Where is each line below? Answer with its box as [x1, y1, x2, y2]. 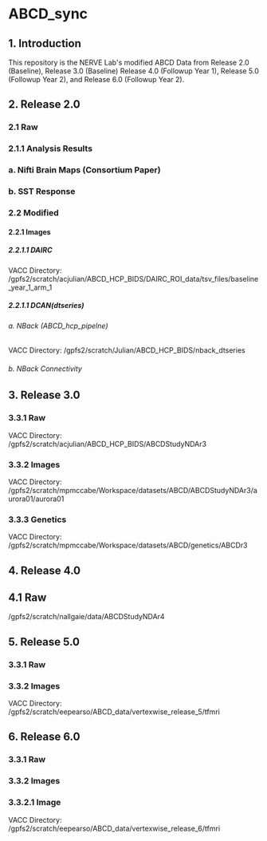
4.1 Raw [8, 591, 47, 605]
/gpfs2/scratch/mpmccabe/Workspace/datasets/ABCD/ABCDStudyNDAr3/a [8, 485, 257, 495]
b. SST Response [8, 186, 76, 197]
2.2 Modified [8, 207, 60, 218]
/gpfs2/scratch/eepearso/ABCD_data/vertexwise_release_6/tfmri [8, 823, 221, 833]
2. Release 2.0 [8, 97, 81, 112]
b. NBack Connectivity [8, 364, 82, 373]
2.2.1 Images [8, 227, 51, 236]
